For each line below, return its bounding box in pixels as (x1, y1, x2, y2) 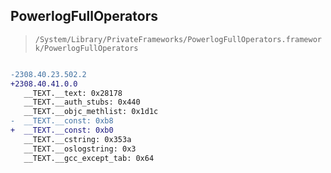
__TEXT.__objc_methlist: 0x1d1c (23, 107, 159, 117)
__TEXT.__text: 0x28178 (23, 88, 123, 98)
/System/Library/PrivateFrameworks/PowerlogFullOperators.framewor (34, 34, 322, 44)
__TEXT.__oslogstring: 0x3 (23, 144, 137, 154)
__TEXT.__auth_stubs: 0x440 (23, 97, 141, 108)
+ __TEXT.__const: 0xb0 (10, 125, 114, 136)
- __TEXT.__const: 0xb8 (10, 116, 114, 126)
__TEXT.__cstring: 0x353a (23, 134, 132, 144)
